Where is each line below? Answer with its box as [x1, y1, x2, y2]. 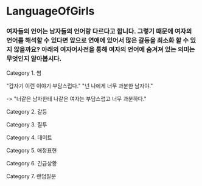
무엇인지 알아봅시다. [6, 55, 62, 63]
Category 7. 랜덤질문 [6, 173, 57, 180]
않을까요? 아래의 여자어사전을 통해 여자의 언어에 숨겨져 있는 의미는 [13, 46, 195, 54]
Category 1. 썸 [6, 69, 41, 77]
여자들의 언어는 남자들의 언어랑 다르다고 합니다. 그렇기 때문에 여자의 [6, 27, 192, 36]
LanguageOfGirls [6, 4, 95, 18]
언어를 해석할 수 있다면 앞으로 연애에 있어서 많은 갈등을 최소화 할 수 [6, 36, 189, 45]
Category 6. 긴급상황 [6, 160, 57, 167]
